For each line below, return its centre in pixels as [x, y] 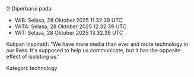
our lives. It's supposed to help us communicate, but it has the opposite [93, 50]
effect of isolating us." [33, 56]
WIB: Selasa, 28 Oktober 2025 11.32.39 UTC [69, 20]
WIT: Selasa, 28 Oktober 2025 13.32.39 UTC [69, 33]
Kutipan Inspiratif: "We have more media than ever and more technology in [97, 44]
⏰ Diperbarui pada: [30, 9]
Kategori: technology [32, 68]
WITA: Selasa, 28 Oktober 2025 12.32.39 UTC [71, 26]
